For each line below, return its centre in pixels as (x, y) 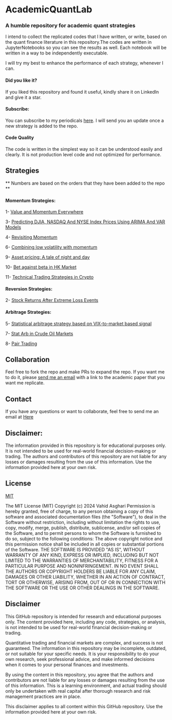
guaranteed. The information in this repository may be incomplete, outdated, (86, 648)
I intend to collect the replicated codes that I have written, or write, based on (86, 37)
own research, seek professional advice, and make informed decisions (80, 659)
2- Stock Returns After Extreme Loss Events (52, 300)
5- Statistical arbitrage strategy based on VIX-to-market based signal (79, 323)
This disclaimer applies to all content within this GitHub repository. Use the (84, 706)
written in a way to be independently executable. (57, 53)
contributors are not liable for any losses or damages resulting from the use (85, 680)
